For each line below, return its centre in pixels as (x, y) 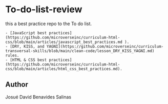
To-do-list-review (44, 9)
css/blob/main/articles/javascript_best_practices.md (64, 42)
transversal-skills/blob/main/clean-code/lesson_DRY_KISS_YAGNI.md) (80, 51)
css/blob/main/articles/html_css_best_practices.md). (64, 69)
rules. (12, 55)
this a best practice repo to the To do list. (49, 24)
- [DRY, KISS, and (25, 46)
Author (17, 85)
